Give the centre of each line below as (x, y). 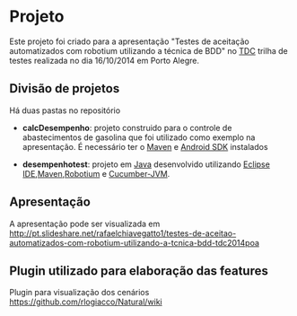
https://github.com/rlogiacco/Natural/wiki (86, 302)
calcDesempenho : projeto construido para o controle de (127, 127)
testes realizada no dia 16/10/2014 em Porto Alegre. (105, 60)
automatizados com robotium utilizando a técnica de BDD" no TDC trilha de (149, 50)
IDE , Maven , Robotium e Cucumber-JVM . (96, 173)
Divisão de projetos (65, 88)
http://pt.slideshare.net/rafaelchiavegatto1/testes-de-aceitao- (123, 233)
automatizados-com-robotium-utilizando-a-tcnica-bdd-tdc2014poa (135, 242)
